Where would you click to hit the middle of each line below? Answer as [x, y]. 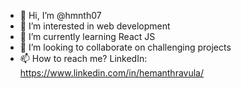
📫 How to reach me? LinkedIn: [83, 58]
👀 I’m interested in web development [95, 26]
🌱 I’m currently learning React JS [87, 36]
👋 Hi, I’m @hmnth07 [60, 15]
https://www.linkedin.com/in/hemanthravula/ [112, 73]
